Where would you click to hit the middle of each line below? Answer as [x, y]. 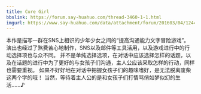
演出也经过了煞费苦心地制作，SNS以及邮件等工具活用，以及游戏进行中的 [95, 48]
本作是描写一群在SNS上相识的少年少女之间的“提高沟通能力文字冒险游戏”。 [98, 40]
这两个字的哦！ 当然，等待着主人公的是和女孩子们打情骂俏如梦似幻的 [91, 77]
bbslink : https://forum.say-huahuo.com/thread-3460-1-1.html [84, 17]
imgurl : [16, 23]
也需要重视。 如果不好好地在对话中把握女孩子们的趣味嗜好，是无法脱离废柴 [99, 70]
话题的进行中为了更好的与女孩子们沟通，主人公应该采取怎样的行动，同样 [106, 62]
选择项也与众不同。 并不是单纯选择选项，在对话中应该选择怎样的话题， [98, 55]
